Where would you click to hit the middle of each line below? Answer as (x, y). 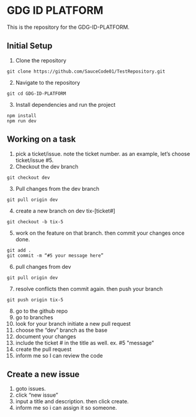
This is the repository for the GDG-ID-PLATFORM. (68, 27)
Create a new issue (43, 374)
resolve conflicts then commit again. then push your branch (89, 289)
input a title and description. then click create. (72, 401)
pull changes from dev (43, 266)
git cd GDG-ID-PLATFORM (37, 94)
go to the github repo (42, 311)
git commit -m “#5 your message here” (55, 256)
